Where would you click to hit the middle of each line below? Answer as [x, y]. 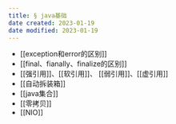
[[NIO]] [32, 113]
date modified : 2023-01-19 [53, 30]
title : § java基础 [38, 15]
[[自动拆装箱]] [43, 83]
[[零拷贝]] [36, 103]
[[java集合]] [39, 94]
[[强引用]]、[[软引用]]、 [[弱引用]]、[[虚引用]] [94, 74]
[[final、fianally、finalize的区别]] [73, 64]
